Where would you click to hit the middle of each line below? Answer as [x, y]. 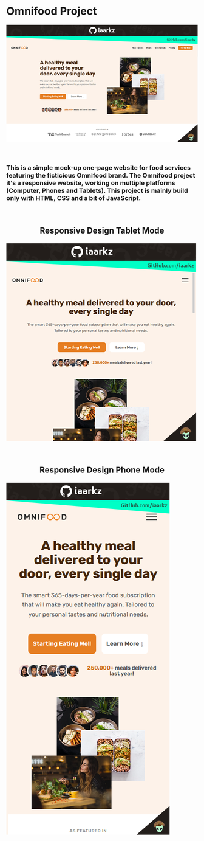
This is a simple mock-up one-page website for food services [99, 168]
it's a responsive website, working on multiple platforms [91, 183]
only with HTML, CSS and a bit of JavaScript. [74, 198]
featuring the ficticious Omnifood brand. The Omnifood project [101, 176]
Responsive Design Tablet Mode [102, 230]
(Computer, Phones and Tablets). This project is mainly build [97, 191]
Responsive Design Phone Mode [102, 470]
